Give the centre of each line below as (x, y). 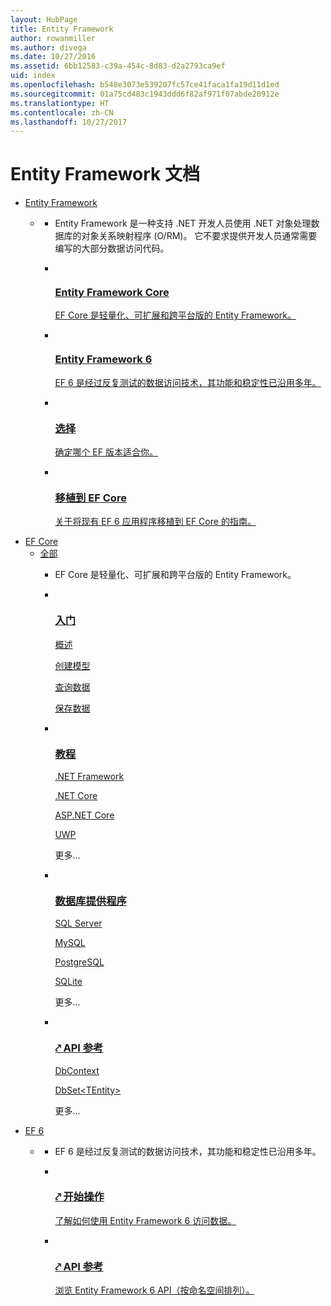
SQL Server (78, 923)
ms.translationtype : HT (60, 103)
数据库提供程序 (90, 901)
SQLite (68, 982)
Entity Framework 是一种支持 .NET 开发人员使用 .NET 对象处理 (183, 223)
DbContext (77, 1070)
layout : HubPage (44, 19)
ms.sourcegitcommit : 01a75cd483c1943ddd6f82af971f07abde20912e (145, 94)
